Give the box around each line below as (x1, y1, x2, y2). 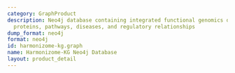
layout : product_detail (7, 56, 77, 63)
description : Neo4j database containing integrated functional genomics (7, 17, 224, 24)
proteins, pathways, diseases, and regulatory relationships (13, 23, 196, 30)
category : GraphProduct (7, 10, 77, 17)
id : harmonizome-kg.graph (7, 42, 83, 49)
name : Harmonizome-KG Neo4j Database (7, 49, 117, 56)
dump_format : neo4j (7, 29, 64, 37)
